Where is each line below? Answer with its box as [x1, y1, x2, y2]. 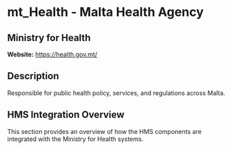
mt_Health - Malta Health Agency [7, 4, 204, 20]
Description [7, 70, 59, 82]
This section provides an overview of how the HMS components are [7, 127, 202, 135]
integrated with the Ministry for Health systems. [7, 135, 144, 143]
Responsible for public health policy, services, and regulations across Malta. [7, 88, 225, 97]
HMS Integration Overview [7, 109, 125, 121]
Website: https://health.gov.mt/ [7, 50, 97, 58]
